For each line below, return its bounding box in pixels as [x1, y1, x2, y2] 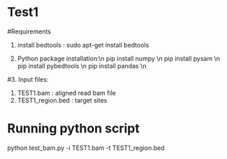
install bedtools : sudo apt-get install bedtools [17, 40, 149, 49]
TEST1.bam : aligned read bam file [17, 89, 117, 97]
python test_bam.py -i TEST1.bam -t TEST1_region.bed [7, 144, 166, 152]
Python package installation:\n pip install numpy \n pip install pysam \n [17, 54, 220, 63]
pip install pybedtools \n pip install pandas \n [17, 61, 147, 70]
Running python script [7, 121, 140, 137]
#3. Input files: [7, 75, 49, 84]
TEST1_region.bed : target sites [17, 96, 108, 105]
